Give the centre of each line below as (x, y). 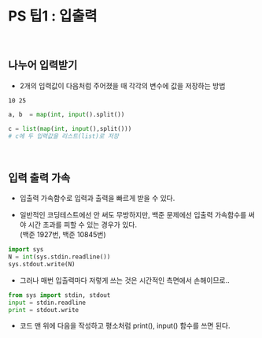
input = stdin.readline (47, 303)
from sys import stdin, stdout (59, 295)
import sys (26, 250)
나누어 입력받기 (43, 65)
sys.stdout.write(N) (42, 264)
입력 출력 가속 (39, 178)
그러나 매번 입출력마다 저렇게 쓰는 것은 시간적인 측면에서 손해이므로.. (124, 280)
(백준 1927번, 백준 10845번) (63, 235)
